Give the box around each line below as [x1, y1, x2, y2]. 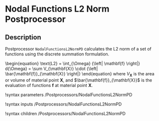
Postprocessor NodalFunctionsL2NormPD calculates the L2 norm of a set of [5, 46, 152, 52]
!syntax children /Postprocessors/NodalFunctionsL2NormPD [5, 110, 126, 116]
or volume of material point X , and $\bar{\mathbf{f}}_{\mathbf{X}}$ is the [5, 77, 152, 83]
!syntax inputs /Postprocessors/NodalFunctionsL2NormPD [5, 101, 122, 107]
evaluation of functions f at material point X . [5, 82, 93, 88]
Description [5, 33, 41, 41]
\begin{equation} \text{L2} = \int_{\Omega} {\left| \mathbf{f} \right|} [5, 61, 141, 66]
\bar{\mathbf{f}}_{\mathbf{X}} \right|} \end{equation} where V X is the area [5, 71, 155, 78]
